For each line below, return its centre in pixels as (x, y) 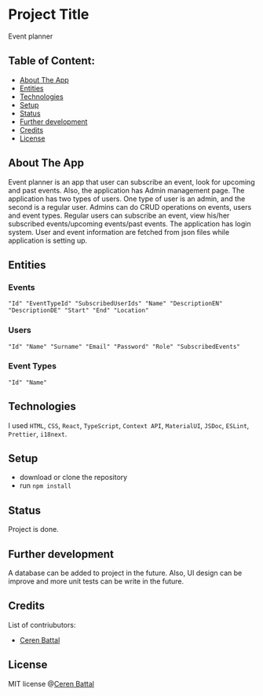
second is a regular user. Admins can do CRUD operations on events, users (130, 207)
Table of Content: (52, 61)
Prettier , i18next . (38, 434)
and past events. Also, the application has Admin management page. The (126, 190)
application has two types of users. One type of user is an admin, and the (127, 199)
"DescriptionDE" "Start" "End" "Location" (79, 311)
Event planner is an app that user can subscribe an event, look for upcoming (131, 181)
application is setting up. (48, 240)
